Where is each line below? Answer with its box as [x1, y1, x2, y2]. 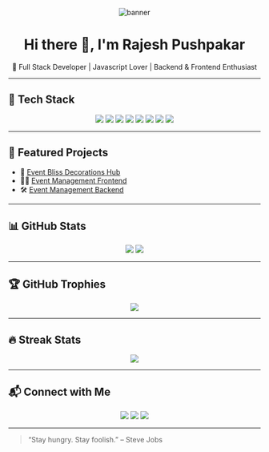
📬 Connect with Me [8, 385, 110, 399]
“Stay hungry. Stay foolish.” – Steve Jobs [27, 434, 163, 444]
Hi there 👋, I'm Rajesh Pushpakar [23, 36, 246, 54]
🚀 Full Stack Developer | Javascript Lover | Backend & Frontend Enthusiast [11, 62, 258, 71]
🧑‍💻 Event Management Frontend [19, 176, 127, 185]
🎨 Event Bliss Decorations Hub [19, 167, 121, 176]
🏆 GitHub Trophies [8, 277, 106, 291]
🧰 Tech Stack [8, 93, 75, 107]
